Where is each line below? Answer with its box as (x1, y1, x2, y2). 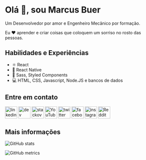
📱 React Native (12, 67, 42, 73)
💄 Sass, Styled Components (12, 72, 68, 78)
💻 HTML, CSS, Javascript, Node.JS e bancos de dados (12, 77, 123, 83)
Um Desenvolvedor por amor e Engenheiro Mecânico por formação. (5, 20, 140, 26)
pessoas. (5, 35, 23, 41)
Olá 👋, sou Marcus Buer (5, 4, 101, 15)
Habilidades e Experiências (5, 49, 89, 57)
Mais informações (5, 128, 61, 136)
